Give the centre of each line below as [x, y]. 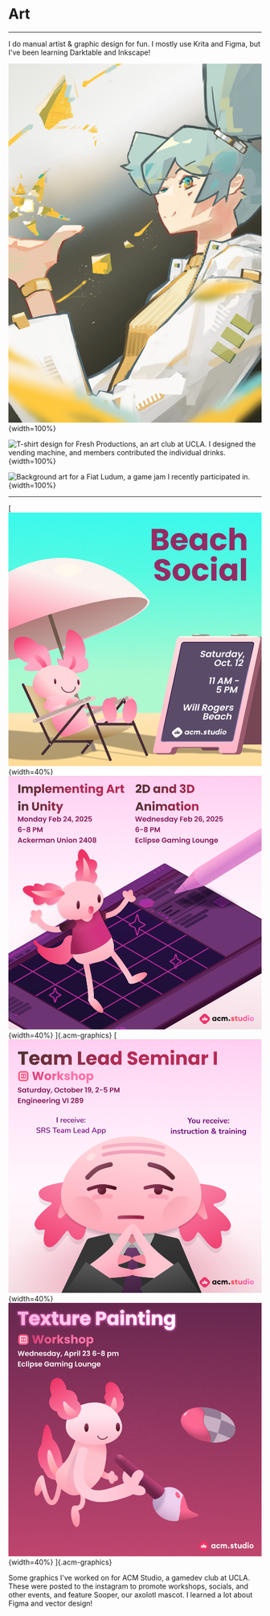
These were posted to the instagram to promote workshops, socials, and [129, 1586]
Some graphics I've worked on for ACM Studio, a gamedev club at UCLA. [129, 1577]
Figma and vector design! [51, 1603]
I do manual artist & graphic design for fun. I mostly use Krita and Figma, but [135, 43]
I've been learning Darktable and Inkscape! [80, 52]
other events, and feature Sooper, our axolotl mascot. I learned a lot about [131, 1594]
